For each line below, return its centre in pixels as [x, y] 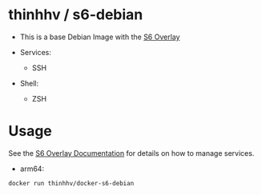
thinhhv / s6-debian [76, 15]
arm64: [32, 169]
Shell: [29, 83]
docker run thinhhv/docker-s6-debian [71, 183]
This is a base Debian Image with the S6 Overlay [100, 37]
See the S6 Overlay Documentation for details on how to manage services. [131, 153]
